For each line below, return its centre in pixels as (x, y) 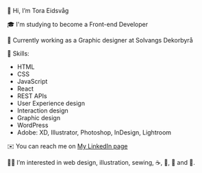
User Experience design (51, 103)
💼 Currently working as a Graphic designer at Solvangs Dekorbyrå (100, 40)
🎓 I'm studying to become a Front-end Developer (78, 24)
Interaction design (42, 111)
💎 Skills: (18, 54)
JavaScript (32, 81)
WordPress (33, 125)
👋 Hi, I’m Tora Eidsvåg (38, 11)
